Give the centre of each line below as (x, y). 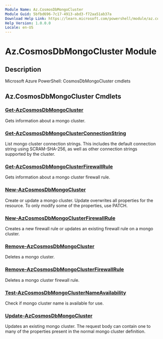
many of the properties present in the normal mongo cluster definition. (75, 331)
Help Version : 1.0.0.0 (28, 23)
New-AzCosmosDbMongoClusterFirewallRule (60, 218)
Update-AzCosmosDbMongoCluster (49, 316)
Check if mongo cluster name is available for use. (54, 303)
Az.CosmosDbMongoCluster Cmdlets (63, 96)
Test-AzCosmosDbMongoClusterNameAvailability (66, 292)
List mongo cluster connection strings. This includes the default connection (81, 144)
